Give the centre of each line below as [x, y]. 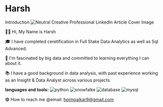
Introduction [17, 22]
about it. [13, 63]
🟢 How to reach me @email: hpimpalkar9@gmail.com [59, 99]
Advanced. [16, 48]
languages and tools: [27, 89]
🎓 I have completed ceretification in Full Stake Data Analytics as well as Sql [82, 41]
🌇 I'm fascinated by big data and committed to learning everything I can [77, 58]
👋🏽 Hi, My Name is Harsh [31, 31]
